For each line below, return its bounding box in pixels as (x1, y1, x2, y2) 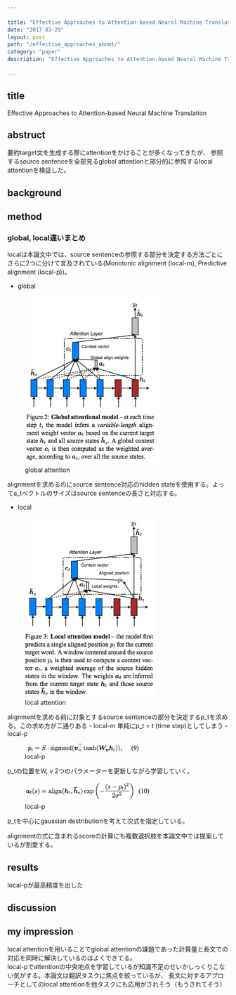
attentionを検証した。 (7, 166, 70, 175)
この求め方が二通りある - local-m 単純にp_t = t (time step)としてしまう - (19, 722, 228, 730)
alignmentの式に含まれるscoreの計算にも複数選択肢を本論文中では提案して (7, 832, 225, 841)
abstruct (7, 129, 46, 140)
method (7, 211, 42, 223)
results (7, 861, 39, 874)
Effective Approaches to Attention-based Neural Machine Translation (7, 109, 207, 117)
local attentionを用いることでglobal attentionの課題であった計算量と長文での (7, 945, 228, 954)
